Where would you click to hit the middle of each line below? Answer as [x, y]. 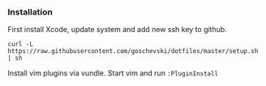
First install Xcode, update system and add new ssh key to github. [118, 30]
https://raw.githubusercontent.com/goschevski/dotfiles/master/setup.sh [133, 51]
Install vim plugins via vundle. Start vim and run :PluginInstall [113, 73]
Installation [30, 12]
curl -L [21, 44]
